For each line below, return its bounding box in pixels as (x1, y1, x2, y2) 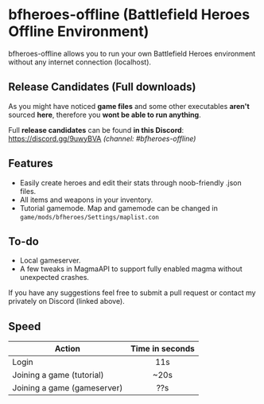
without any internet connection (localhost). (8, 57, 152, 67)
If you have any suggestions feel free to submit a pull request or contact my (8, 288, 256, 297)
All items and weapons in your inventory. (19, 195, 153, 204)
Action (54, 344, 81, 355)
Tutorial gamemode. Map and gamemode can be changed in (19, 203, 219, 212)
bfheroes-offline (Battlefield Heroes (8, 6, 250, 24)
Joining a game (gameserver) (12, 383, 123, 394)
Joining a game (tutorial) (12, 370, 104, 381)
